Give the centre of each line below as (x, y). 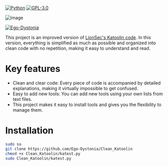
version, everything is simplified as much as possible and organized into (81, 43)
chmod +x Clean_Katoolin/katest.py (43, 154)
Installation (29, 131)
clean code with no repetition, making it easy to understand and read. (78, 48)
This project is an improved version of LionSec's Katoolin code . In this (78, 37)
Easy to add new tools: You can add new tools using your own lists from (88, 94)
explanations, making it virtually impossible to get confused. (75, 88)
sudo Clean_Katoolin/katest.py (38, 158)
